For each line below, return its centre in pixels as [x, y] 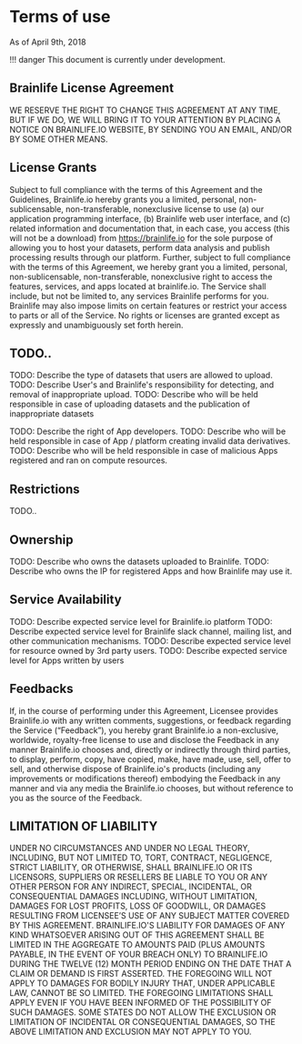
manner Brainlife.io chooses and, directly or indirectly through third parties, [150, 749]
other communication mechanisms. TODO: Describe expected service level [150, 641]
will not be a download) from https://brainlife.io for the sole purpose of [141, 237]
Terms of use [60, 17]
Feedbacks [41, 689]
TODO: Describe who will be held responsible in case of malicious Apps [144, 451]
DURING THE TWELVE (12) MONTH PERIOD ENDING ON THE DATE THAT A [151, 964]
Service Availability [65, 600]
